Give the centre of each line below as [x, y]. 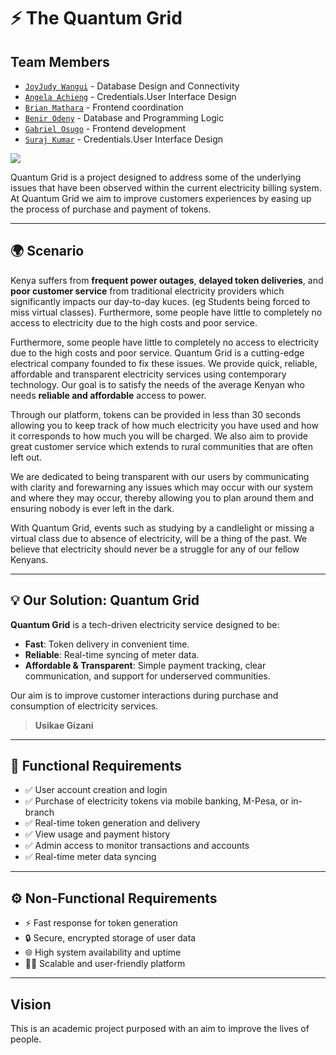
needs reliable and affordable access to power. [108, 395]
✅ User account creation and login [96, 790]
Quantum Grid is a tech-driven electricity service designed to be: [145, 624]
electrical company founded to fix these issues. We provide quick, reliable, [164, 363]
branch [39, 812]
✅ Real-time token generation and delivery [112, 823]
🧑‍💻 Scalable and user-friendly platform [105, 964]
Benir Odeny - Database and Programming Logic [124, 118]
